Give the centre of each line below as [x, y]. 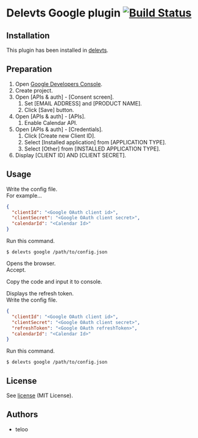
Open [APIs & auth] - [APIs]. [50, 116]
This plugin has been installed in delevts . [57, 50]
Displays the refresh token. [40, 293]
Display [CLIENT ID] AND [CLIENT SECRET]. [71, 155]
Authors [22, 415]
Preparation [29, 69]
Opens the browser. [31, 263]
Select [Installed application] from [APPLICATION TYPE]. [95, 142]
